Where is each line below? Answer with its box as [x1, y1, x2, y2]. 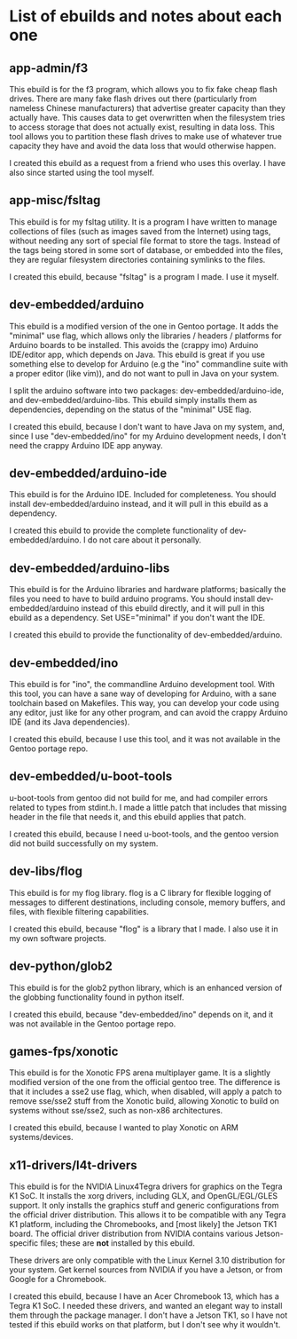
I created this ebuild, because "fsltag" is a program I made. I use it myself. [9, 271, 279, 281]
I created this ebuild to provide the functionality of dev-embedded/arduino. [9, 630, 283, 640]
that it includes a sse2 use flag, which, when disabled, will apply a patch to [9, 1086, 282, 1097]
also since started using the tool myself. [9, 167, 155, 178]
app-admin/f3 [9, 60, 89, 75]
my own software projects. [9, 932, 106, 943]
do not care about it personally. [87, 535, 202, 545]
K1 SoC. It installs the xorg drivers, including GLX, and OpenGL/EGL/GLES [9, 1191, 278, 1201]
